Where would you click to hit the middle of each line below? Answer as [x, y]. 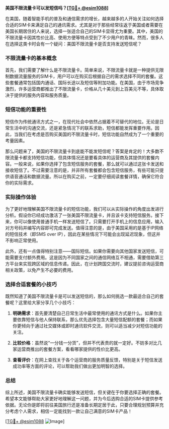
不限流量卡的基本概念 [31, 58]
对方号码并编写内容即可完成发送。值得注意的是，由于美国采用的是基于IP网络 [84, 228]
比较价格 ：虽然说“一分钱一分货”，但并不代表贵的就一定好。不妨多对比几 [87, 343]
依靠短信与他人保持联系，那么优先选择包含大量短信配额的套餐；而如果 [90, 320]
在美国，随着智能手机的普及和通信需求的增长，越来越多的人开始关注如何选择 [84, 19]
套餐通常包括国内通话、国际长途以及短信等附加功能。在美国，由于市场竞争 [87, 83]
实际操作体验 [21, 197]
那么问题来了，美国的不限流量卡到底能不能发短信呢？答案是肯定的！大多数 [82, 151]
